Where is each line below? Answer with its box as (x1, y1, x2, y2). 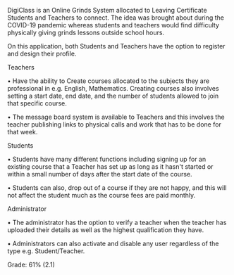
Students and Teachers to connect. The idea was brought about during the (7, 13, 224, 22)
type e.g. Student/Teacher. (7, 247, 85, 255)
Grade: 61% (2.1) (7, 260, 55, 269)
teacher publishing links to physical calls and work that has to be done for (7, 120, 222, 129)
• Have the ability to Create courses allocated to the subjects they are (7, 77, 210, 85)
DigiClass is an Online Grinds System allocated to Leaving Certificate (7, 6, 207, 14)
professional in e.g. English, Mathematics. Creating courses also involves (7, 84, 220, 92)
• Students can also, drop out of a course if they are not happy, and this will (7, 184, 227, 192)
